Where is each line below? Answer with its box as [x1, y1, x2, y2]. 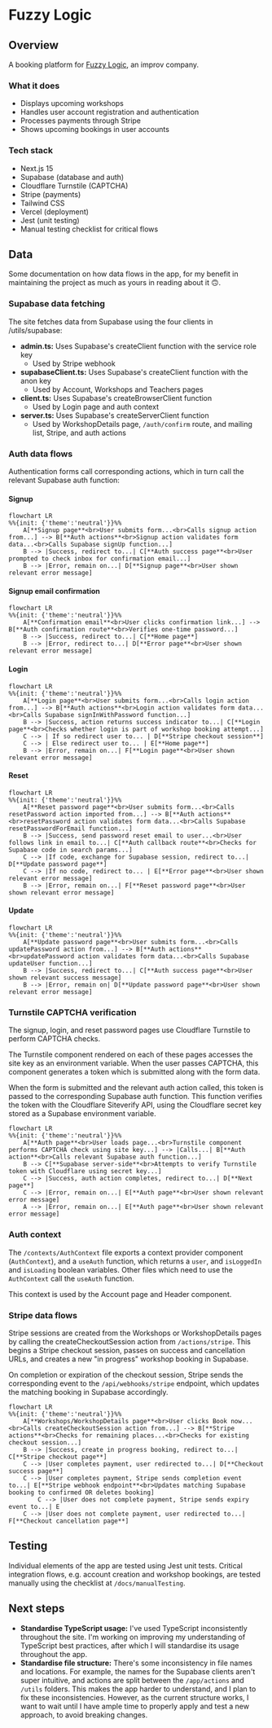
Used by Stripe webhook [32, 358, 116, 368]
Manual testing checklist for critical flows [20, 224, 159, 234]
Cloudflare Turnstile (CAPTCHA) [20, 181, 129, 191]
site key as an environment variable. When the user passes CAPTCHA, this [8, 1058, 259, 1068]
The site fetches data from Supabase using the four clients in [8, 316, 213, 327]
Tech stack [8, 145, 53, 156]
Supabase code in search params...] [8, 846, 133, 854]
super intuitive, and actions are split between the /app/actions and [20, 1675, 244, 1685]
